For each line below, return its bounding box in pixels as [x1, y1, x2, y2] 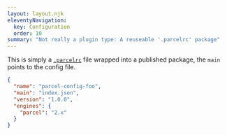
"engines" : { [13, 102, 52, 109]
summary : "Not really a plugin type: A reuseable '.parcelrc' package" [7, 36, 220, 43]
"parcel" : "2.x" [20, 109, 68, 116]
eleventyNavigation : [7, 17, 68, 24]
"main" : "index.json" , [13, 89, 80, 97]
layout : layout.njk [7, 10, 64, 17]
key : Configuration [13, 23, 71, 30]
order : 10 [13, 29, 42, 37]
